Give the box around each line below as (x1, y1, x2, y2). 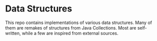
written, (5, 30, 21, 36)
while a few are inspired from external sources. (21, 30, 119, 36)
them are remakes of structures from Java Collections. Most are (5, 24, 137, 30)
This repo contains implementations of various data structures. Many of (5, 19, 152, 25)
